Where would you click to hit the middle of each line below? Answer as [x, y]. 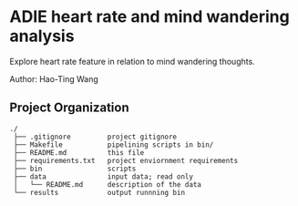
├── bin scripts [75, 169]
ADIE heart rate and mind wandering [149, 17]
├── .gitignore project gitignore [95, 137]
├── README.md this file [79, 152]
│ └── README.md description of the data [108, 184]
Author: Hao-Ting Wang [54, 78]
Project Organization [69, 108]
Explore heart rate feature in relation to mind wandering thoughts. [132, 61]
